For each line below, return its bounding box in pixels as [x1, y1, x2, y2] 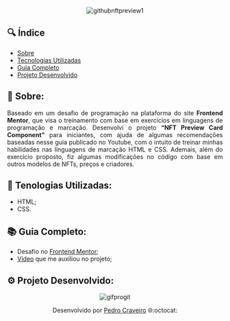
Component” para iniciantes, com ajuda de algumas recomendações [7, 130, 223, 139]
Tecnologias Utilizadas [16, 56, 81, 64]
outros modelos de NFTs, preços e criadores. [7, 160, 135, 168]
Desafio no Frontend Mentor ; [16, 248, 99, 256]
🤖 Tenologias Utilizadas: [7, 180, 112, 191]
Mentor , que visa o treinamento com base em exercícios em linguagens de [7, 116, 223, 124]
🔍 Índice [7, 27, 45, 39]
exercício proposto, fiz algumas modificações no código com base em [7, 152, 223, 160]
